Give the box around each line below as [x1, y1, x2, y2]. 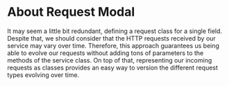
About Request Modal [7, 4, 135, 20]
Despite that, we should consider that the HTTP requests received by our [7, 34, 217, 42]
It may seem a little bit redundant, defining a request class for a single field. [7, 27, 223, 35]
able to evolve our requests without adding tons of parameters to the [7, 49, 204, 57]
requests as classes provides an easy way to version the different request [7, 63, 219, 72]
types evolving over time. [7, 70, 80, 79]
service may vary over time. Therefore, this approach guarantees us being [7, 41, 220, 50]
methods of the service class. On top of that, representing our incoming [7, 56, 212, 64]
